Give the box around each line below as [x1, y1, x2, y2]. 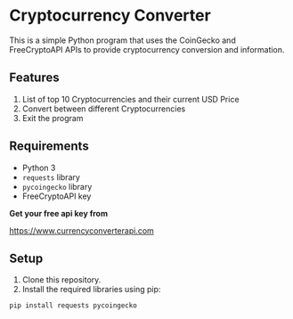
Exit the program [21, 112, 84, 123]
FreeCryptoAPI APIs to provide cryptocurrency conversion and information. [9, 44, 285, 54]
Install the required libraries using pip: [21, 284, 161, 295]
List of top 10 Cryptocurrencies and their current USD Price [21, 94, 240, 104]
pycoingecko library [21, 181, 93, 192]
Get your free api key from [9, 208, 109, 218]
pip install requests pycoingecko [9, 301, 138, 310]
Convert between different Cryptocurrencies [21, 103, 186, 114]
